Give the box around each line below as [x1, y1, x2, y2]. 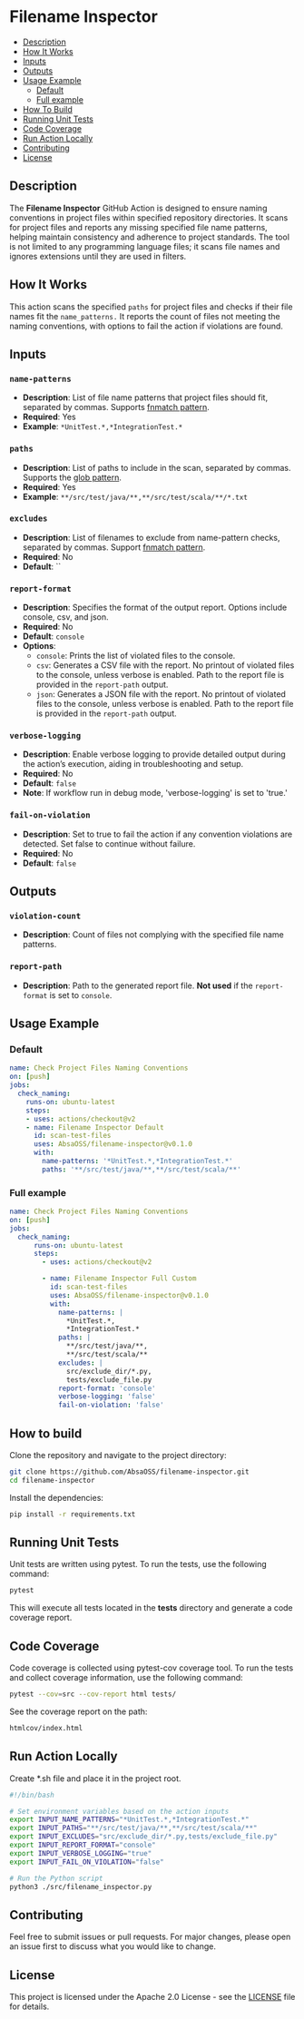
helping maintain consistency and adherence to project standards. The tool [9, 231, 290, 242]
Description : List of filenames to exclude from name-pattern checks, [22, 532, 280, 543]
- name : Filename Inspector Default [25, 1122, 165, 1132]
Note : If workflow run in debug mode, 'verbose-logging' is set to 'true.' [22, 788, 288, 799]
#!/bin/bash [9, 1790, 54, 1799]
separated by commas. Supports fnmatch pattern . [22, 402, 211, 413]
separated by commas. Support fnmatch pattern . [22, 542, 206, 553]
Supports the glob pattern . [22, 472, 123, 483]
